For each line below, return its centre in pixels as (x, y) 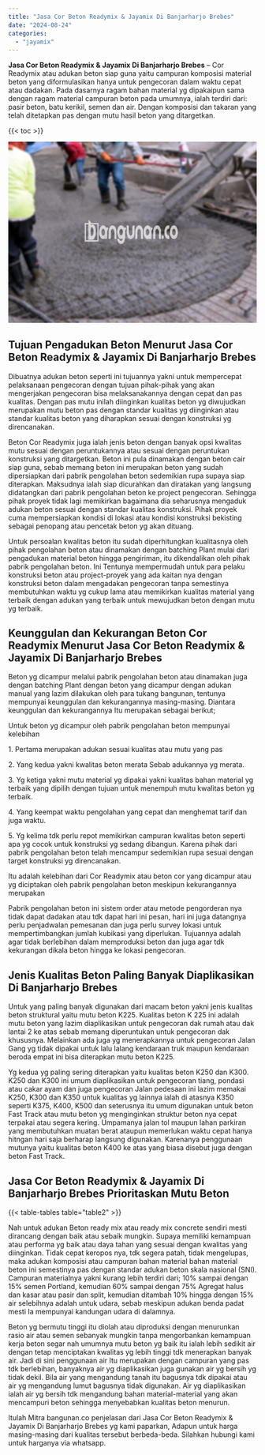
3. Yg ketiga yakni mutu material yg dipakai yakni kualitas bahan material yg (131, 780)
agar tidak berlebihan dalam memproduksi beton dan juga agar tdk (116, 942)
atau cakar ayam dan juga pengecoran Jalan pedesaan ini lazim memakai (127, 1089)
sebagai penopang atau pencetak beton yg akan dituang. (101, 526)
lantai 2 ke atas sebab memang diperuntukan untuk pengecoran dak (119, 1032)
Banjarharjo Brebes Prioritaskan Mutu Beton (119, 1193)
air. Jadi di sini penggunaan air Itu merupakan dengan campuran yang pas (129, 1361)
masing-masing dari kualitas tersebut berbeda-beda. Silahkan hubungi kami (131, 1434)
